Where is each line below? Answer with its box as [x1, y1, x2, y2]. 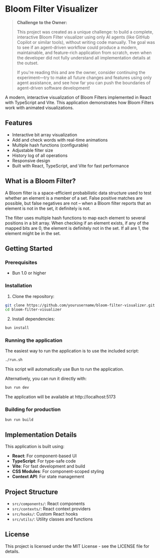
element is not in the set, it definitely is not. [5, 205, 91, 211]
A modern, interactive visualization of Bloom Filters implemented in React [5, 94, 151, 100]
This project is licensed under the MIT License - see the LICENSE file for [5, 543, 149, 549]
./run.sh [5, 357, 23, 362]
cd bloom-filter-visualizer [5, 307, 62, 312]
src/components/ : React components [12, 501, 85, 507]
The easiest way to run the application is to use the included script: [5, 348, 139, 354]
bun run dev [5, 385, 29, 390]
